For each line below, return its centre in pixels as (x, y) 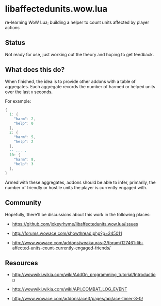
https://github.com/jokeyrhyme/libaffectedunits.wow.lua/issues (75, 224)
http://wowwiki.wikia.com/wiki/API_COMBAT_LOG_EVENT (70, 289)
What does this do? (35, 70)
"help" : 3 (24, 164)
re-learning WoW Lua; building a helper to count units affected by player (77, 22)
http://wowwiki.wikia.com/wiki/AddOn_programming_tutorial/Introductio (84, 274)
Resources (22, 263)
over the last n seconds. (29, 92)
